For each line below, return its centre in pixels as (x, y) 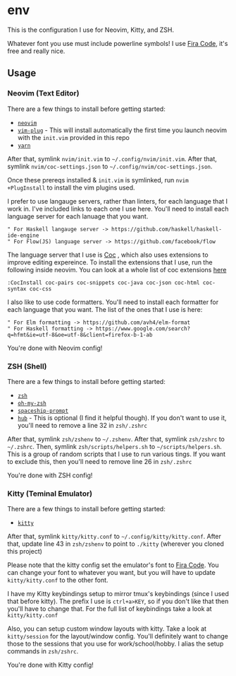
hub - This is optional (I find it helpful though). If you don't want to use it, (122, 418)
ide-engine (23, 235)
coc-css (41, 289)
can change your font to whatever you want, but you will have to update (112, 573)
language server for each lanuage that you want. (78, 216)
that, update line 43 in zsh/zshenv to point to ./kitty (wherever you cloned (116, 544)
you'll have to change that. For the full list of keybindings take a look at (110, 609)
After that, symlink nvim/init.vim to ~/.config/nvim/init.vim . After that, (112, 158)
